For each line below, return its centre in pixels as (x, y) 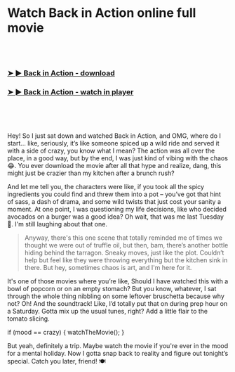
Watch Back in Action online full (102, 13)
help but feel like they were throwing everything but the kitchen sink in (126, 260)
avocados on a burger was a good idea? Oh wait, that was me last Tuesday (116, 217)
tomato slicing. (29, 319)
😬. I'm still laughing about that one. (57, 224)
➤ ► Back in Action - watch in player (70, 91)
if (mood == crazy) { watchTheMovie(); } (66, 333)
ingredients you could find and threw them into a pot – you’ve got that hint (114, 194)
